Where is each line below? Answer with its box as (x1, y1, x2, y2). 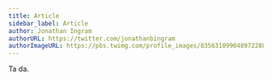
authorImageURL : (8, 42, 63, 50)
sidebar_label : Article (8, 19, 89, 27)
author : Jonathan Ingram (8, 27, 92, 35)
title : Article (8, 11, 60, 20)
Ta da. (8, 64, 30, 74)
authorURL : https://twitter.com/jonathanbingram (8, 34, 176, 43)
